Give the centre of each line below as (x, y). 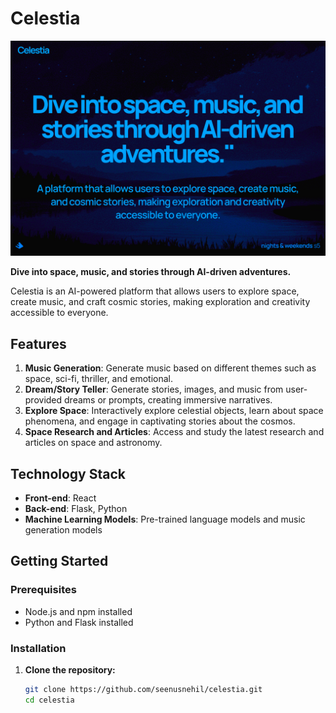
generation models (63, 530)
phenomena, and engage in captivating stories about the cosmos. (160, 421)
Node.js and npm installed (78, 611)
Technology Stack (68, 473)
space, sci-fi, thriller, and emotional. (98, 379)
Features (38, 343)
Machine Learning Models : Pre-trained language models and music (165, 519)
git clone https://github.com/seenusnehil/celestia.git (143, 690)
